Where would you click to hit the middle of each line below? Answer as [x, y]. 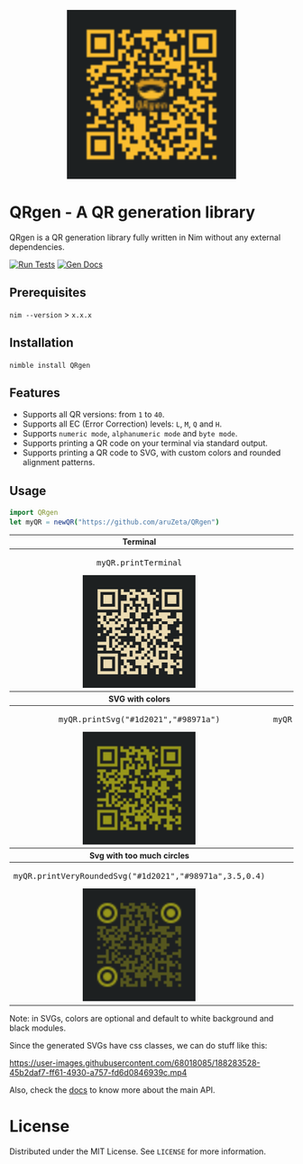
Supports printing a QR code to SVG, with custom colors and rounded [151, 453]
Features [35, 393]
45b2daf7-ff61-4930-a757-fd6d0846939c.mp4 [98, 1072]
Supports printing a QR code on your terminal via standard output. [145, 444]
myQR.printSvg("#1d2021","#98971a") [139, 719]
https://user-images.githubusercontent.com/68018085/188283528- [135, 1063]
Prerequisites [48, 293]
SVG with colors [139, 699]
